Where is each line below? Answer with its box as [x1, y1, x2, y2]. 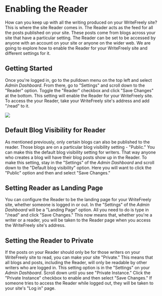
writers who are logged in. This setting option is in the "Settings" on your [5, 265, 150, 271]
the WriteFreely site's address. [5, 222, 66, 228]
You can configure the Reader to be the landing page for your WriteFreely [5, 197, 151, 203]
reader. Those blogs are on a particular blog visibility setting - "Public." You [5, 144, 155, 150]
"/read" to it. [5, 103, 30, 109]
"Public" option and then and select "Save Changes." [5, 170, 111, 175]
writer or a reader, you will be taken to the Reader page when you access [5, 217, 151, 223]
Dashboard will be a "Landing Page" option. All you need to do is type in [5, 207, 149, 213]
